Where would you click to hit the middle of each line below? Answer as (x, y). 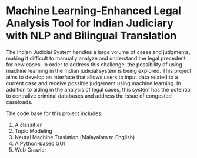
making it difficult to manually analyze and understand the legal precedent (96, 58)
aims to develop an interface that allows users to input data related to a (92, 77)
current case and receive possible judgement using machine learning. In (94, 83)
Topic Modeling (34, 131)
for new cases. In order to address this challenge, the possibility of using (94, 64)
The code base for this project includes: (54, 113)
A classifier (28, 125)
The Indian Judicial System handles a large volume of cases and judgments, (98, 52)
